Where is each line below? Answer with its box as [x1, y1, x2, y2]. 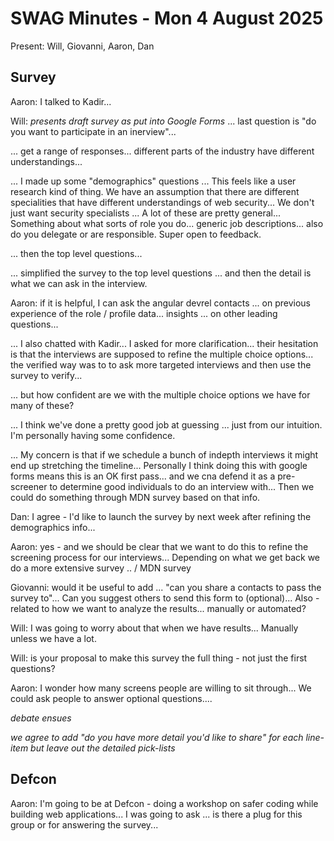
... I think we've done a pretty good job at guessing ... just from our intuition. [10, 418, 323, 431]
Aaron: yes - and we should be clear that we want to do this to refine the [10, 540, 309, 552]
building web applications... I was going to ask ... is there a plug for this [10, 808, 303, 820]
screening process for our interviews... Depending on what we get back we [10, 551, 321, 563]
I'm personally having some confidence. [10, 429, 176, 441]
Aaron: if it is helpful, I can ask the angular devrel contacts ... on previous [10, 297, 312, 309]
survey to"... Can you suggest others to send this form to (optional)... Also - [10, 592, 320, 604]
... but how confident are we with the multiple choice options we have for [10, 388, 311, 401]
